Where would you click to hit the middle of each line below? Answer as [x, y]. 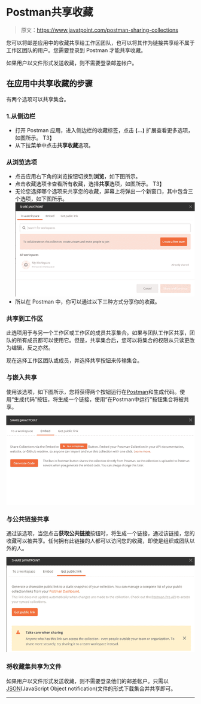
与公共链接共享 [28, 519]
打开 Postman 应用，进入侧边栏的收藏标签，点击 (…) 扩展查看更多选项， [104, 131]
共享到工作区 [25, 318]
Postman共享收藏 [50, 12]
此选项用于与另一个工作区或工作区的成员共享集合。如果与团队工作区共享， [98, 333]
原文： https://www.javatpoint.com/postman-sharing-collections [99, 30]
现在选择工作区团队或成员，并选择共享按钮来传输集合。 [74, 360]
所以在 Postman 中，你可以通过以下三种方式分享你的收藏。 [87, 302]
